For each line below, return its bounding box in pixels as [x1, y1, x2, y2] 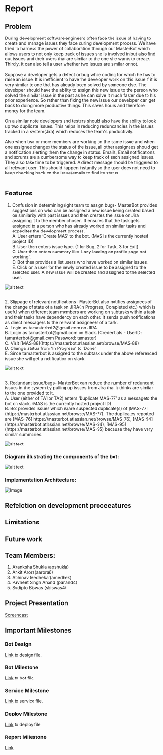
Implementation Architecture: [5, 476, 77, 483]
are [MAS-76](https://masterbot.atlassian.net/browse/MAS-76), [5, 416, 132, 422]
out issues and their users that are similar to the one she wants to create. [5, 56, 151, 61]
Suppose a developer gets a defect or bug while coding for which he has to [5, 72, 156, 77]
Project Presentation [5, 599, 69, 607]
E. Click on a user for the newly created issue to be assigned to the [12, 264, 147, 270]
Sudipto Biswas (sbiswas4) [12, 585, 66, 591]
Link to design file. [5, 652, 42, 658]
